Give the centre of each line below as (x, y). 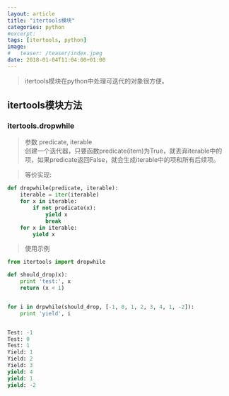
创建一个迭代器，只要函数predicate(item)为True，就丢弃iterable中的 (123, 151)
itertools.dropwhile (41, 126)
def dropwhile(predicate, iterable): (63, 188)
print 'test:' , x (46, 281)
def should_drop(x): (38, 275)
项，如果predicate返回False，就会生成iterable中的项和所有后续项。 (122, 160)
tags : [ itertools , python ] (47, 40)
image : (17, 47)
